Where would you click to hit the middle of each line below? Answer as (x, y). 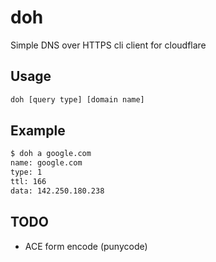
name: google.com (46, 163)
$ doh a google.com (51, 154)
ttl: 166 (28, 182)
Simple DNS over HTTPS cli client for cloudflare (108, 45)
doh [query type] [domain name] (77, 99)
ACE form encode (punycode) (86, 246)
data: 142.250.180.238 (57, 191)
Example (38, 131)
